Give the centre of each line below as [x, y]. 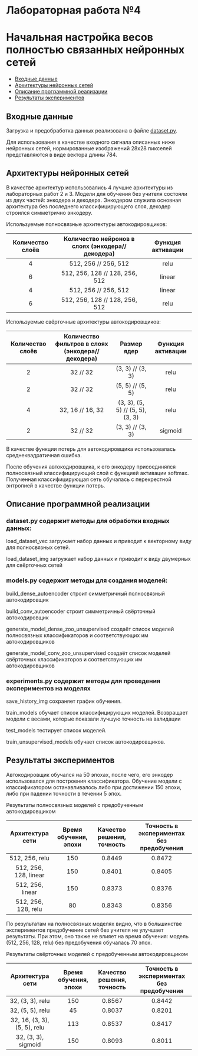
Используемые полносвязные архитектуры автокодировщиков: [87, 224]
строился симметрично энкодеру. [49, 212]
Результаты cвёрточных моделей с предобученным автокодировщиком [97, 954]
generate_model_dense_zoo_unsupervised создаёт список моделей [90, 629]
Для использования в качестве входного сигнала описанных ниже [91, 142]
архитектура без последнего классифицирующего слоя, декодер [88, 206]
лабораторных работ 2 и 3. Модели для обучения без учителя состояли [97, 193]
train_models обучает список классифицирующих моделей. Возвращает [97, 713]
